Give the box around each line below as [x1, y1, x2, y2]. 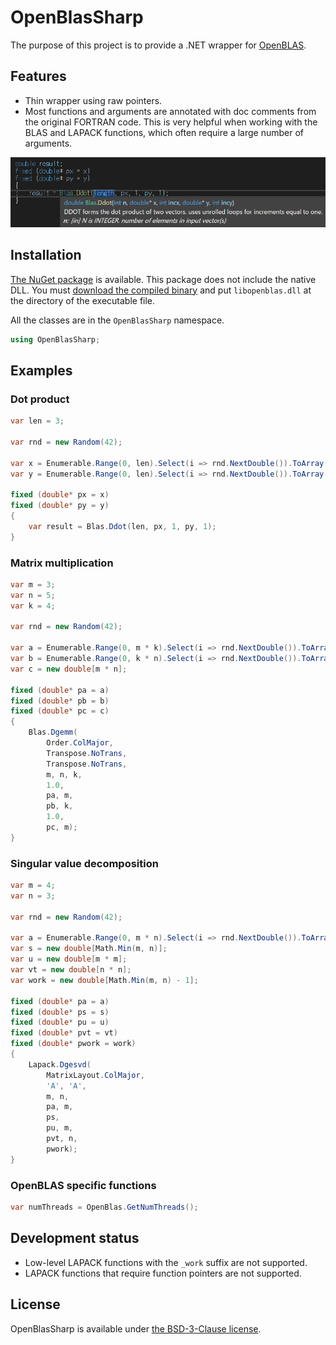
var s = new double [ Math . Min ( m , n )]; [10, 944, 168, 954]
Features [10, 68, 67, 85]
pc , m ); [46, 822, 78, 833]
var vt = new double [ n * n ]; [10, 965, 132, 975]
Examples [10, 362, 73, 379]
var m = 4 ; [10, 881, 56, 891]
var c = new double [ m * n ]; [10, 664, 128, 674]
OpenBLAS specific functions [10, 1178, 157, 1192]
